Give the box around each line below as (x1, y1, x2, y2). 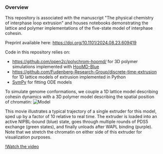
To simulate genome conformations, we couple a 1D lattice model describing (5, 89, 158, 95)
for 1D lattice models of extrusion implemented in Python (12, 74, 126, 80)
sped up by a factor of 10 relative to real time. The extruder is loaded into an (5, 114, 157, 120)
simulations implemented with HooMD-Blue (12, 64, 99, 69)
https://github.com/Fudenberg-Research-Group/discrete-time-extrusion (12, 69, 157, 75)
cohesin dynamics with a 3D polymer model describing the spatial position (5, 94, 155, 100)
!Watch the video (5, 144, 39, 150)
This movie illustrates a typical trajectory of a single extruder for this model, (5, 108, 157, 114)
